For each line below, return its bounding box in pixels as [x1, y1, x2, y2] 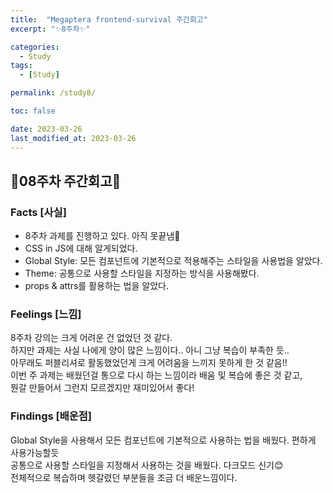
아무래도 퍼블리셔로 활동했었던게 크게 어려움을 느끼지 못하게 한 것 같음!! [10, 357, 288, 369]
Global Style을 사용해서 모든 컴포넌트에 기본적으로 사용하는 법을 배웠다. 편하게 [10, 434, 317, 446]
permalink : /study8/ [10, 88, 97, 98]
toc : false [10, 106, 56, 116]
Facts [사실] [10, 205, 67, 219]
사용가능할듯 [10, 446, 60, 458]
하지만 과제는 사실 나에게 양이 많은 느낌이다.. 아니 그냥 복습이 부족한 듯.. [10, 344, 290, 356]
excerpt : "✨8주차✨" [10, 24, 91, 34]
